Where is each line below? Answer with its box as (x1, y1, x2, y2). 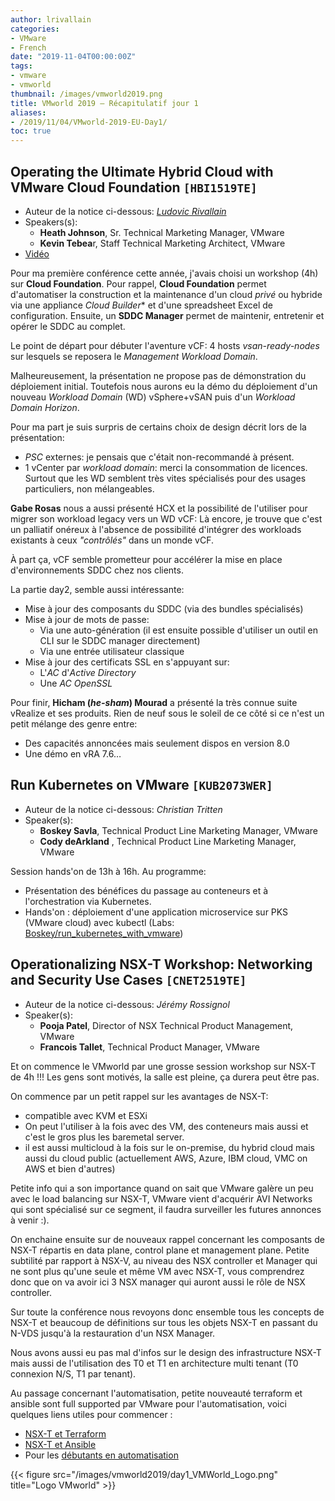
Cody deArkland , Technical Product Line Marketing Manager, (39, 835, 297, 847)
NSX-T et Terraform (24, 1427, 107, 1440)
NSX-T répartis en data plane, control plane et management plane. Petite (10, 1244, 310, 1256)
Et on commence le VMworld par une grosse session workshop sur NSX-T (10, 1060, 317, 1072)
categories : (10, 24, 60, 34)
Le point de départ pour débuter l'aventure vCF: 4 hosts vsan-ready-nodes (10, 339, 320, 351)
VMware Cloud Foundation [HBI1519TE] (10, 179, 258, 196)
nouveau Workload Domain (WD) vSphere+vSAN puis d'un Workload (10, 391, 296, 403)
